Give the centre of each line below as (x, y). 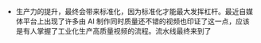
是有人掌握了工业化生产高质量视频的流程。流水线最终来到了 (113, 31)
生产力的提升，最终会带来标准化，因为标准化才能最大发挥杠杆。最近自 (131, 11)
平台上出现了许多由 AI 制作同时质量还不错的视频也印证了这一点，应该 (136, 21)
